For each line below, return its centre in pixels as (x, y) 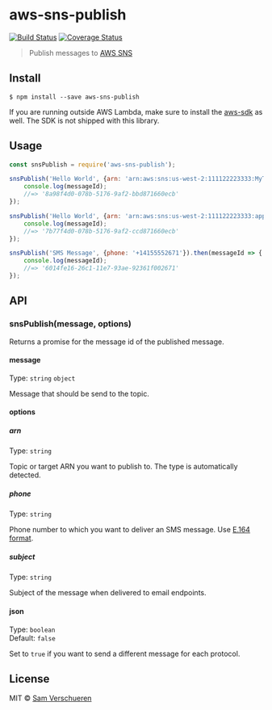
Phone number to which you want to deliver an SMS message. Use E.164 (130, 530)
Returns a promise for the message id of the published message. (117, 342)
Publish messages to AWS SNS (80, 53)
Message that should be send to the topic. (80, 393)
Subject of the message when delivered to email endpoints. (108, 593)
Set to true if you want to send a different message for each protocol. (125, 653)
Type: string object (42, 378)
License (29, 679)
